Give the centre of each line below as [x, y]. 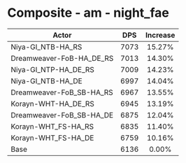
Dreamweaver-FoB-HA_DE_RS [62, 58]
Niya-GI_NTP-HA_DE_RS [52, 69]
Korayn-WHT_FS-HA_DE [52, 138]
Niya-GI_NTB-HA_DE [46, 80]
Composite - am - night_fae [88, 13]
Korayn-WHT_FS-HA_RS [52, 126]
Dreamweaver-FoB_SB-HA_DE [62, 115]
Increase [160, 35]
